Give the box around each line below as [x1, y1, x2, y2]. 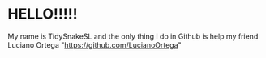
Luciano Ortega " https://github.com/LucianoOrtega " [7, 39, 182, 49]
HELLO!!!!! [7, 5, 78, 23]
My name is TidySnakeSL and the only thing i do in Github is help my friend [7, 31, 259, 41]
